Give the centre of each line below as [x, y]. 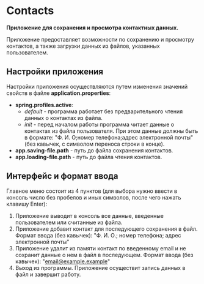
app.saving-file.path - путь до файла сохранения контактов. [94, 150]
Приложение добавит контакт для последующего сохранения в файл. [106, 229]
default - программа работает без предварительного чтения [104, 111]
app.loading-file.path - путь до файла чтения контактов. [89, 157]
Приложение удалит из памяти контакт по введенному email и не [100, 248]
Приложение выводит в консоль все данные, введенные [89, 215]
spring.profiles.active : [44, 105]
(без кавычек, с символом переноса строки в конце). [94, 144]
